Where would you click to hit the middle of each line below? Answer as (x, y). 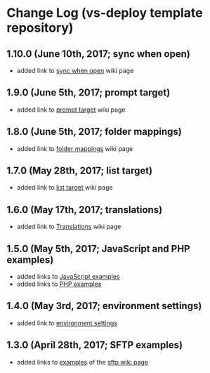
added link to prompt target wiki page (71, 110)
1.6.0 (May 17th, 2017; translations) (85, 210)
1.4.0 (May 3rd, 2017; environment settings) (104, 306)
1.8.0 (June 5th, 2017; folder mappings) (94, 132)
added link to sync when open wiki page (75, 71)
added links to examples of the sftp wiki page (83, 362)
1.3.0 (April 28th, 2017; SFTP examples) (95, 345)
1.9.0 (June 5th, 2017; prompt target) (88, 93)
